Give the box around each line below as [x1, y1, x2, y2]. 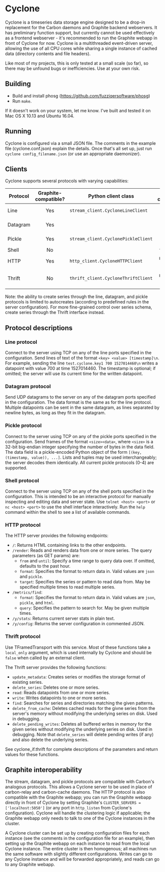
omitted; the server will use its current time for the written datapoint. [5, 370, 143, 377]
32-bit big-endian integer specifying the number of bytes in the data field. [5, 444, 155, 450]
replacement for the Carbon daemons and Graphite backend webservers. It [5, 24, 158, 30]
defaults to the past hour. [19, 563, 71, 569]
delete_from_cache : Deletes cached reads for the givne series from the [12, 705, 156, 711]
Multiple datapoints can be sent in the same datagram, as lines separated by [5, 404, 160, 410]
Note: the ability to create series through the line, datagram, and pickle [5, 294, 148, 300]
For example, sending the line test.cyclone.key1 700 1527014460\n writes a [5, 360, 158, 366]
